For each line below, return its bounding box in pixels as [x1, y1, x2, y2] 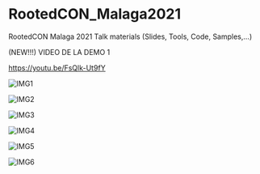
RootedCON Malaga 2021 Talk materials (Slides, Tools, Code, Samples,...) [8, 32, 253, 41]
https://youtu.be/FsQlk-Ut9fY [8, 62, 107, 73]
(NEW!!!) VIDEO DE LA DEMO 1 [8, 47, 111, 57]
